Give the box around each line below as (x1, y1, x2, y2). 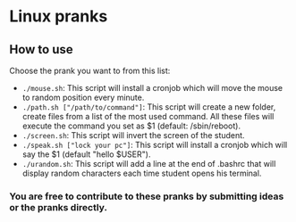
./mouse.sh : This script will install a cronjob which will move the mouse (21, 83, 283, 93)
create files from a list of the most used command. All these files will (21, 111, 275, 121)
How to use (9, 42, 73, 57)
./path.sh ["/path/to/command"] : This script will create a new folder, (21, 102, 276, 112)
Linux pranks (9, 6, 108, 27)
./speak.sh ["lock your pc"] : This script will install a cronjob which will (21, 140, 288, 150)
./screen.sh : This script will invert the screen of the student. (21, 130, 245, 140)
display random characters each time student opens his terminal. (21, 168, 262, 178)
